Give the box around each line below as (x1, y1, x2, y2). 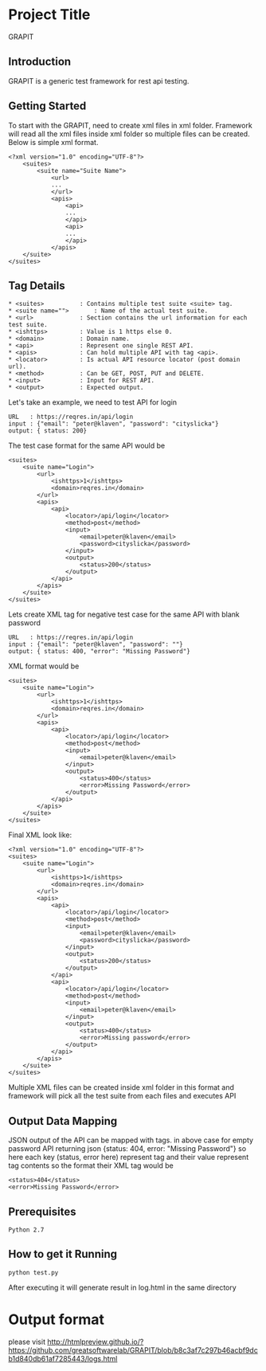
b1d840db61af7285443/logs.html (8, 1353, 118, 1363)
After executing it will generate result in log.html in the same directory (8, 1283, 237, 1292)
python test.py (8, 1268, 59, 1276)
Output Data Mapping (8, 1114, 118, 1128)
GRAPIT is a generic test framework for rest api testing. (8, 76, 190, 85)
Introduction (8, 55, 72, 69)
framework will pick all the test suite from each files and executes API (8, 1091, 237, 1101)
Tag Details (8, 279, 65, 292)
